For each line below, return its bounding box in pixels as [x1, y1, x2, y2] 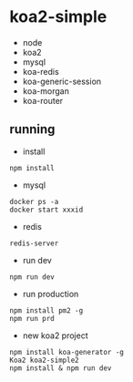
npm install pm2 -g [9, 305, 84, 315]
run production [22, 288, 79, 299]
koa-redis [22, 66, 59, 77]
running [9, 121, 56, 138]
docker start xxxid [9, 205, 84, 214]
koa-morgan [22, 85, 70, 97]
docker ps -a [9, 197, 59, 206]
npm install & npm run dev [9, 363, 112, 373]
